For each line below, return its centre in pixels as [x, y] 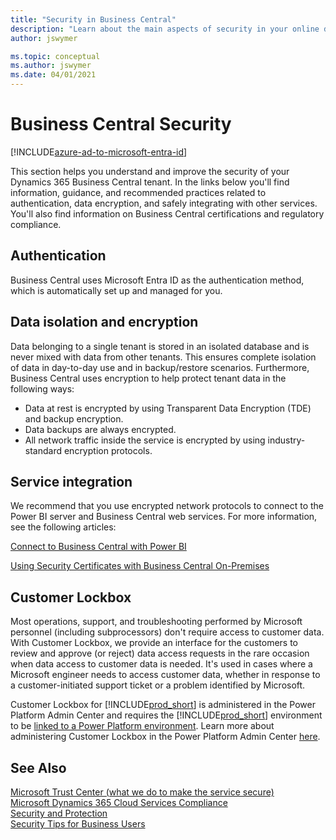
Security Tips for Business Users [78, 824]
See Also [38, 767]
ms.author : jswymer [51, 66]
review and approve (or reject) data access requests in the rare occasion [160, 653]
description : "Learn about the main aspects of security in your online [165, 29]
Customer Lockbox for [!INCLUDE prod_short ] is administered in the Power [163, 705]
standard [43, 450]
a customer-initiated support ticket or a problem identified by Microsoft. [158, 685]
